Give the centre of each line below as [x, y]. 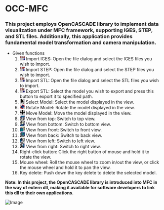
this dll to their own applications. [40, 193]
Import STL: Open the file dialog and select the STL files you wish [92, 81]
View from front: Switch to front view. [64, 130]
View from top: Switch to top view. [61, 119]
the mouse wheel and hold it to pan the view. [65, 168]
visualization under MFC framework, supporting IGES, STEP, [79, 30]
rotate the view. [35, 157]
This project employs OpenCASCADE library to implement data [82, 24]
